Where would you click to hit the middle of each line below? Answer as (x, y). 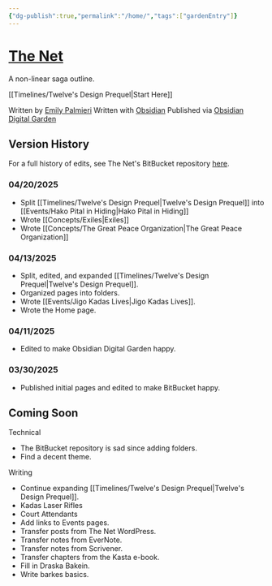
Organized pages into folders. (70, 292)
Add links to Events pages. (65, 523)
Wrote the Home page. (58, 310)
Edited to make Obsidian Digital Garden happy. (98, 349)
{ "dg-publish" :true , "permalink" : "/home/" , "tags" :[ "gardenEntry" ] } (123, 16)
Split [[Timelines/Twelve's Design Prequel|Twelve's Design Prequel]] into (142, 202)
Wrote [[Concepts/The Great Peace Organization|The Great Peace (131, 228)
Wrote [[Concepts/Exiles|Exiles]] (75, 219)
